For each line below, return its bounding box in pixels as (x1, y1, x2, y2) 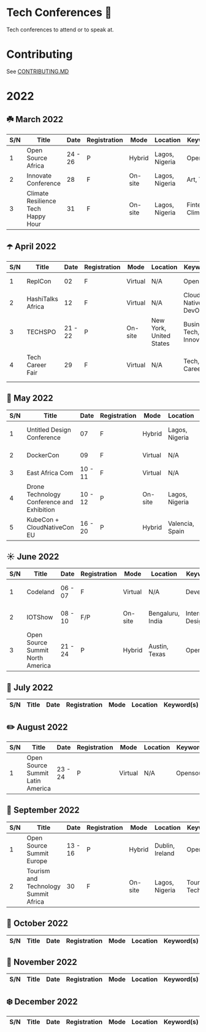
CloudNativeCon (26, 523, 75, 531)
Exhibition (26, 505, 55, 514)
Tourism (26, 866, 50, 875)
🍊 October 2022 (6, 918, 69, 929)
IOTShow (26, 613, 53, 622)
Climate (26, 189, 49, 197)
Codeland (26, 588, 55, 596)
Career (26, 361, 47, 369)
